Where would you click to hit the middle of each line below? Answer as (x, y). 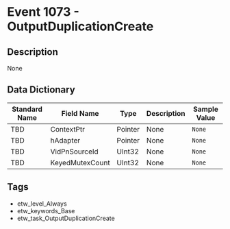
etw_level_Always (42, 204)
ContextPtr (68, 129)
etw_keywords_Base (46, 210)
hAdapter (65, 140)
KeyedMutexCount (80, 162)
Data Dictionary (41, 90)
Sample (206, 109)
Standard (27, 109)
